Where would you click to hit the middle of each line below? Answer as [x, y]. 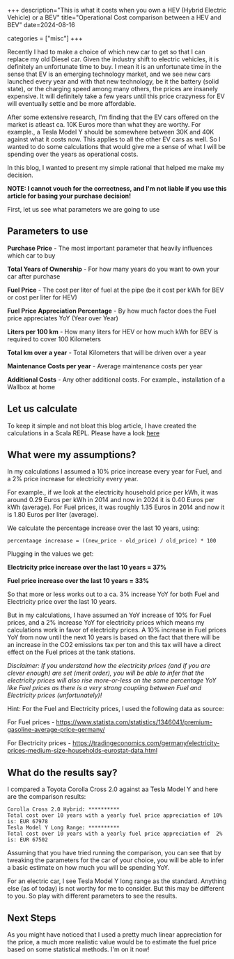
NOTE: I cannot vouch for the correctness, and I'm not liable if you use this [117, 188]
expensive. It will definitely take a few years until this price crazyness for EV [116, 96]
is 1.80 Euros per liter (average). [53, 515]
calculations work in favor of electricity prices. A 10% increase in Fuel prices [117, 630]
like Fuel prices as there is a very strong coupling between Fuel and [104, 688]
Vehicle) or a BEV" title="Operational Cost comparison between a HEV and [114, 17]
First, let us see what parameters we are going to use [84, 209]
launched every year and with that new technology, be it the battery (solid [113, 81]
